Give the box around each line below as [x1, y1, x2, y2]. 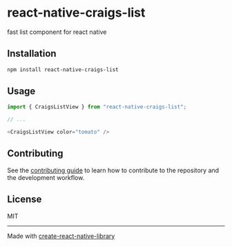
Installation [7, 48, 57, 60]
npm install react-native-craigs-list [7, 66, 119, 73]
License [7, 194, 42, 205]
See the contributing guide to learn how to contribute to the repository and [7, 166, 220, 174]
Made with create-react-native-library [7, 232, 115, 240]
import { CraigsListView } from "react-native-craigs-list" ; [7, 104, 187, 111]
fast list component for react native [7, 28, 107, 36]
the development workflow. [7, 173, 85, 181]
